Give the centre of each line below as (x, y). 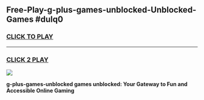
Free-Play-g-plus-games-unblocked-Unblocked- (101, 10)
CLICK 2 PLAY (27, 59)
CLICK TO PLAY (30, 37)
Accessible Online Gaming (40, 90)
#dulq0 (49, 20)
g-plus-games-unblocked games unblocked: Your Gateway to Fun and (97, 84)
